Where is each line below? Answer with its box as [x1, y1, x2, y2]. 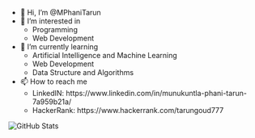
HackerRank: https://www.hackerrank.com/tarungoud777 [32, 106, 224, 115]
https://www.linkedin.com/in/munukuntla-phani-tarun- [66, 89, 247, 98]
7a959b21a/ [32, 97, 72, 107]
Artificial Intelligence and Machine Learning [32, 51, 178, 60]
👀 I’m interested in [19, 16, 81, 26]
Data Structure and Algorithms [32, 68, 134, 77]
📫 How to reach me [19, 77, 87, 86]
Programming [32, 25, 79, 34]
